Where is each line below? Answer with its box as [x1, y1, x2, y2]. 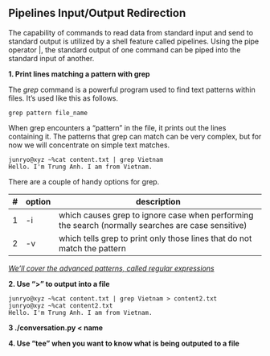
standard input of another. [8, 53, 95, 63]
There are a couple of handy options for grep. [8, 176, 160, 186]
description [135, 196, 181, 207]
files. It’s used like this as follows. [8, 93, 119, 103]
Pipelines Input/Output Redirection [8, 6, 186, 20]
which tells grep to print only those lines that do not [59, 233, 252, 244]
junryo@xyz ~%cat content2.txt [8, 301, 113, 309]
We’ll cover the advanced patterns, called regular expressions [8, 263, 215, 273]
